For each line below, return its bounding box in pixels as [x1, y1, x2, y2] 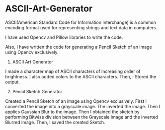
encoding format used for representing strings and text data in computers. [5, 24, 158, 30]
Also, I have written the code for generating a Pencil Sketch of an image [5, 44, 153, 50]
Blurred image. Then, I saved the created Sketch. [5, 119, 105, 125]
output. [5, 79, 20, 85]
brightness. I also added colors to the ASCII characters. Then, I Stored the [5, 73, 157, 79]
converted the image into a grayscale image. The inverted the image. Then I [5, 103, 161, 109]
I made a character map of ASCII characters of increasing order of [5, 68, 141, 74]
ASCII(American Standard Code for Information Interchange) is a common [5, 19, 157, 25]
